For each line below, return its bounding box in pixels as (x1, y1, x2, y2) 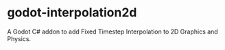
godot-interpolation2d (7, 5, 137, 21)
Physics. (7, 34, 32, 42)
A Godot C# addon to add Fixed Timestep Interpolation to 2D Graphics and (7, 27, 218, 36)
